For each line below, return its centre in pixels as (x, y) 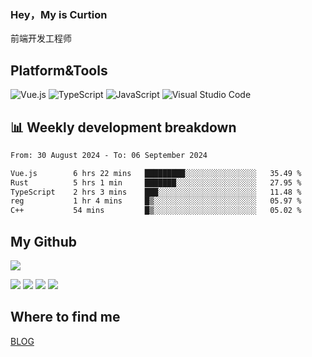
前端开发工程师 (41, 38)
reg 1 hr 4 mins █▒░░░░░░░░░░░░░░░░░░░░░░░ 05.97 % (156, 201)
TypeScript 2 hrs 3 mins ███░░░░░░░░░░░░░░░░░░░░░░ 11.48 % (156, 192)
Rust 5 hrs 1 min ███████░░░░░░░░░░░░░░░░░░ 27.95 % (156, 182)
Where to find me (65, 317)
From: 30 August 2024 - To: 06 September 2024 (109, 155)
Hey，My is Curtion (59, 14)
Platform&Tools (59, 70)
